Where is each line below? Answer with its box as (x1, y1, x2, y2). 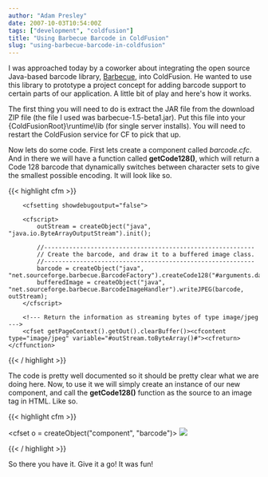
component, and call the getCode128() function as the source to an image (8, 388, 253, 398)
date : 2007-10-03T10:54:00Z (8, 19, 102, 27)
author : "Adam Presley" (8, 11, 88, 20)
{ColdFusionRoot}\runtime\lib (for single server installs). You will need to (8, 121, 246, 131)
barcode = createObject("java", (37, 264, 145, 272)
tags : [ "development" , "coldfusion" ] (8, 26, 134, 34)
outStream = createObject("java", (37, 223, 152, 231)
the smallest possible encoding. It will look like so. (8, 171, 173, 181)
